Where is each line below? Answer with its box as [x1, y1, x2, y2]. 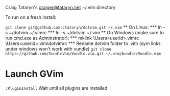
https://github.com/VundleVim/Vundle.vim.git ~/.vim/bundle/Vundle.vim [5, 51, 161, 56]
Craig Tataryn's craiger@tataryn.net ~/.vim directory [5, 5, 116, 10]
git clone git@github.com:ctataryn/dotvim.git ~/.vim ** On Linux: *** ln [5, 24, 162, 30]
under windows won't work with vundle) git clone [5, 46, 111, 52]
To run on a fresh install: [5, 14, 56, 20]
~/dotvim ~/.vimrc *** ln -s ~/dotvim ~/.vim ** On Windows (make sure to [9, 30, 164, 35]
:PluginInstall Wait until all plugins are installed [5, 85, 108, 91]
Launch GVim [5, 68, 64, 80]
